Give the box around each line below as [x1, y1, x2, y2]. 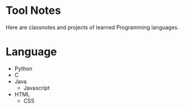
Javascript [23, 84, 50, 91]
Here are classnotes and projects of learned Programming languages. [5, 24, 180, 31]
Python [14, 65, 33, 72]
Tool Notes [5, 4, 61, 18]
